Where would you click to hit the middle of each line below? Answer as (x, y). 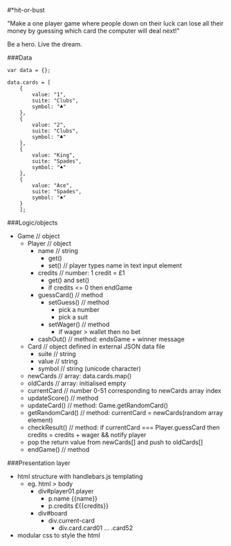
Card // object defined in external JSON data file (96, 346)
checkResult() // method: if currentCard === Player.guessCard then (123, 428)
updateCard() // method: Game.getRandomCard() (98, 405)
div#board (53, 513)
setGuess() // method (78, 302)
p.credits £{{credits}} (78, 506)
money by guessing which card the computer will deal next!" (93, 31)
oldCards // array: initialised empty (77, 383)
